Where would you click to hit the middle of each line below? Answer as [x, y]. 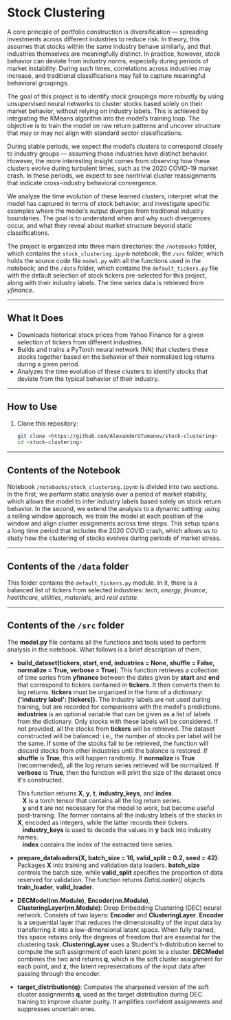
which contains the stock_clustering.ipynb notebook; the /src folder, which [115, 253]
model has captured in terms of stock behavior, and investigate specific [108, 203]
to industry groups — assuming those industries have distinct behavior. [108, 154]
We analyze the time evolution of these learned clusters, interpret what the [113, 196]
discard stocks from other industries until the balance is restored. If [112, 750]
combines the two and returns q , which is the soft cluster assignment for [120, 959]
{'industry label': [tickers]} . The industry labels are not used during [114, 699]
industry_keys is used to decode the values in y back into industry [117, 830]
